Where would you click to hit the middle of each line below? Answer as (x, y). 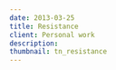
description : (34, 43)
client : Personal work (52, 35)
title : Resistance (44, 26)
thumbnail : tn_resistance (58, 52)
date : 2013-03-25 (42, 18)
